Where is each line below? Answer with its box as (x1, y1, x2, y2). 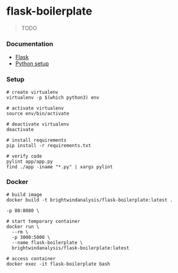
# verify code (6, 153, 43, 159)
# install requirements (6, 137, 67, 143)
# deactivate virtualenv (6, 121, 69, 127)
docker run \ (6, 224, 40, 230)
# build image (6, 191, 43, 197)
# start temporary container (6, 218, 80, 224)
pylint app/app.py (6, 158, 53, 165)
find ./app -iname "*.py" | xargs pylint (6, 163, 113, 170)
